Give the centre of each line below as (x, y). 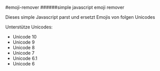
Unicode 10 (25, 37)
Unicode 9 (24, 42)
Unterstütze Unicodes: (29, 27)
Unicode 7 (24, 53)
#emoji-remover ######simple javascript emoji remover (65, 7)
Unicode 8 (24, 47)
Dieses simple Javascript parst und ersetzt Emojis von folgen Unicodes (80, 17)
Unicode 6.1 (25, 58)
